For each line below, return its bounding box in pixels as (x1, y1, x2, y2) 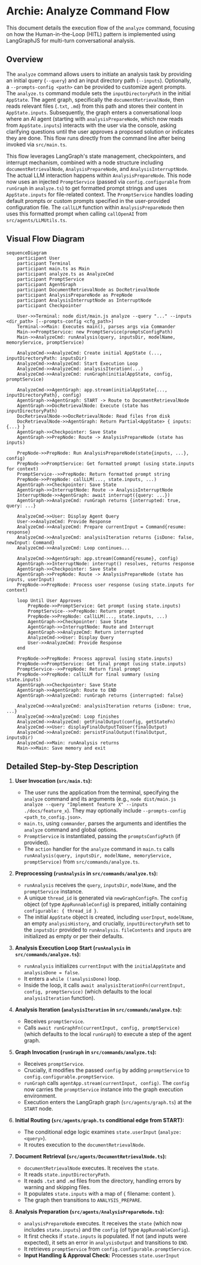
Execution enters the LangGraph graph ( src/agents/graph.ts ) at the (23, 1099, 192, 1106)
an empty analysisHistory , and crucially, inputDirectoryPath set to (23, 920, 190, 927)
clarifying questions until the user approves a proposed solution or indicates (6, 128, 194, 135)
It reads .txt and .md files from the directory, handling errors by (23, 1177, 182, 1184)
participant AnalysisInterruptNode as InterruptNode (17, 297, 152, 303)
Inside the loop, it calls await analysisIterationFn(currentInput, (23, 981, 186, 989)
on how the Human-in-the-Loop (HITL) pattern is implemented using (6, 30, 176, 37)
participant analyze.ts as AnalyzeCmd (17, 271, 114, 277)
